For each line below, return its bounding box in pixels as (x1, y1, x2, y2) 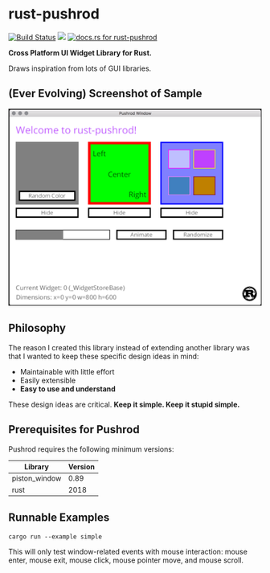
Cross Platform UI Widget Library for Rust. (8, 47, 153, 57)
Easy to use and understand (19, 383, 117, 394)
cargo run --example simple (8, 532, 103, 541)
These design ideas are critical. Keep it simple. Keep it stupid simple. (8, 399, 240, 409)
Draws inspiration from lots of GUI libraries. (8, 63, 152, 73)
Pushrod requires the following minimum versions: (8, 444, 174, 454)
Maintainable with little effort (19, 366, 115, 376)
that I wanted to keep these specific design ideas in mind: (8, 351, 199, 361)
